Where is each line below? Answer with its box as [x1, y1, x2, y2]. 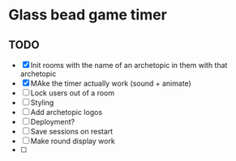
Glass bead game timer [8, 6, 168, 24]
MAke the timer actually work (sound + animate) [30, 78, 192, 88]
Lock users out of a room [30, 88, 115, 98]
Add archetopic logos [30, 108, 103, 117]
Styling [30, 98, 54, 107]
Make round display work [30, 136, 115, 146]
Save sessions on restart [30, 127, 114, 136]
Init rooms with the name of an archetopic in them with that [30, 61, 228, 70]
